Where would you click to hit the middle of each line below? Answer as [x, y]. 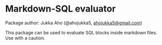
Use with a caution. [25, 38]
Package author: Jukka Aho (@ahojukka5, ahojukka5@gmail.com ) [74, 23]
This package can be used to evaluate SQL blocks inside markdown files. [81, 32]
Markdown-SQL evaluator [61, 9]
